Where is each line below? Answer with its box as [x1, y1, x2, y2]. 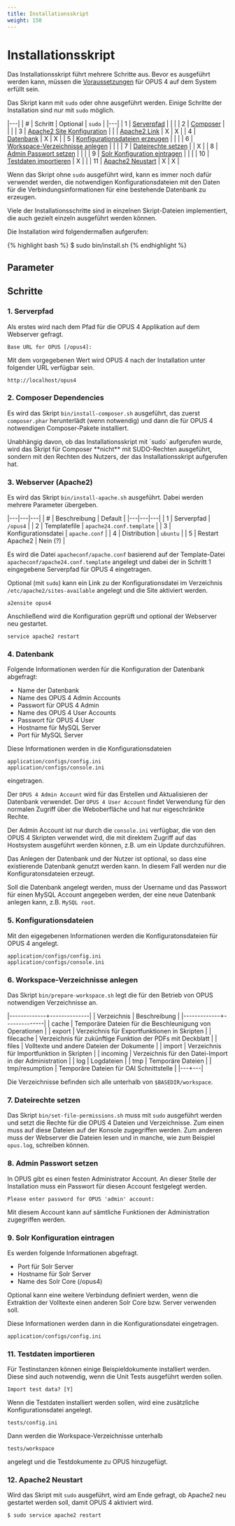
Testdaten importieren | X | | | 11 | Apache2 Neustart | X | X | [7, 157, 180, 166]
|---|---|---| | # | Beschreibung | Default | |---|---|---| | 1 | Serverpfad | [7, 514, 211, 523]
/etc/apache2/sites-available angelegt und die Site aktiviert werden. [7, 587, 208, 595]
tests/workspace [7, 1445, 55, 1452]
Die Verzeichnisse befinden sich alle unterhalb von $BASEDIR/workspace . [7, 1078, 213, 1086]
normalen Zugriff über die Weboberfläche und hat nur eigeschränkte [7, 805, 205, 814]
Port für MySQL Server [17, 731, 84, 739]
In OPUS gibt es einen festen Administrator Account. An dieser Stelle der [7, 1174, 217, 1183]
